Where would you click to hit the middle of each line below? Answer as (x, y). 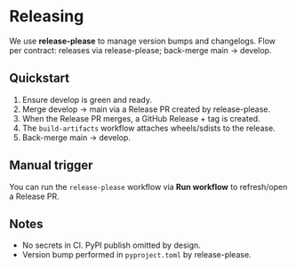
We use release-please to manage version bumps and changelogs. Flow (143, 41)
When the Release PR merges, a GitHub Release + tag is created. (141, 118)
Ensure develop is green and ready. (87, 99)
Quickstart (40, 79)
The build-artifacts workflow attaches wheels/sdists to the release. (148, 128)
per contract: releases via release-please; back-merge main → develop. (140, 50)
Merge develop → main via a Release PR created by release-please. (146, 109)
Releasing (47, 16)
